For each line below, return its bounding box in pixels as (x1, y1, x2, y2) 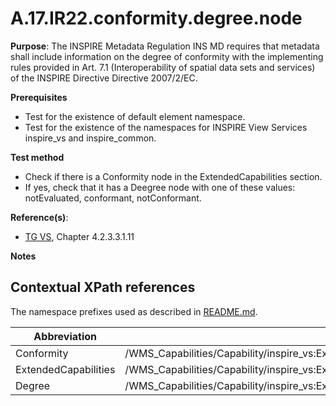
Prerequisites (10, 91, 68, 103)
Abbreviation (33, 329, 98, 343)
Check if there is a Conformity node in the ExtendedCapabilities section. (24, 170, 323, 182)
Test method (10, 151, 65, 163)
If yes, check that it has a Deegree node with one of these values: (24, 181, 296, 193)
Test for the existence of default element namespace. (24, 110, 246, 122)
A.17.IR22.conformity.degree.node (10, 7, 303, 30)
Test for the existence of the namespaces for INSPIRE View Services (24, 121, 308, 133)
